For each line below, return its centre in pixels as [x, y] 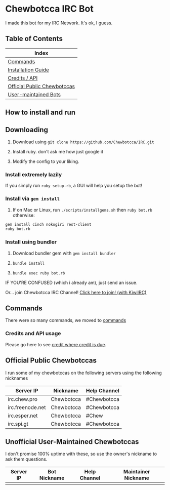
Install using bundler [31, 242]
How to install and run [40, 113]
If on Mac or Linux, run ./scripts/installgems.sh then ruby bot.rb [82, 210]
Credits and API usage [33, 334]
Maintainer [137, 472]
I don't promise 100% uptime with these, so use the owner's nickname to [81, 454]
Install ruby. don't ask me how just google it [58, 151]
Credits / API [23, 78]
